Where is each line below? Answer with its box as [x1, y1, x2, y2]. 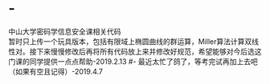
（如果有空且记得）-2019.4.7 [8, 66, 103, 76]
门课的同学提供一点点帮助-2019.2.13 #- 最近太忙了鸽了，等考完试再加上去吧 [8, 56, 259, 66]
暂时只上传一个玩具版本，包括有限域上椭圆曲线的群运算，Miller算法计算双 [8, 36, 252, 46]
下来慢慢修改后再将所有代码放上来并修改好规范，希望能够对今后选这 [35, 46, 262, 56]
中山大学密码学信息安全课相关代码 [8, 26, 121, 36]
